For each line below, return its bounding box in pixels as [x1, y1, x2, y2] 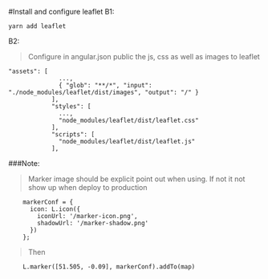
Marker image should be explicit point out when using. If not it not [27, 174, 246, 184]
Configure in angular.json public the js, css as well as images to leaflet [27, 52, 261, 61]
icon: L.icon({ [29, 205, 81, 213]
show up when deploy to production [27, 183, 148, 192]
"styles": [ [51, 103, 91, 111]
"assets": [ [8, 67, 48, 75]
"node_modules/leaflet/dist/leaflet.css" [59, 116, 199, 124]
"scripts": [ [51, 131, 95, 139]
